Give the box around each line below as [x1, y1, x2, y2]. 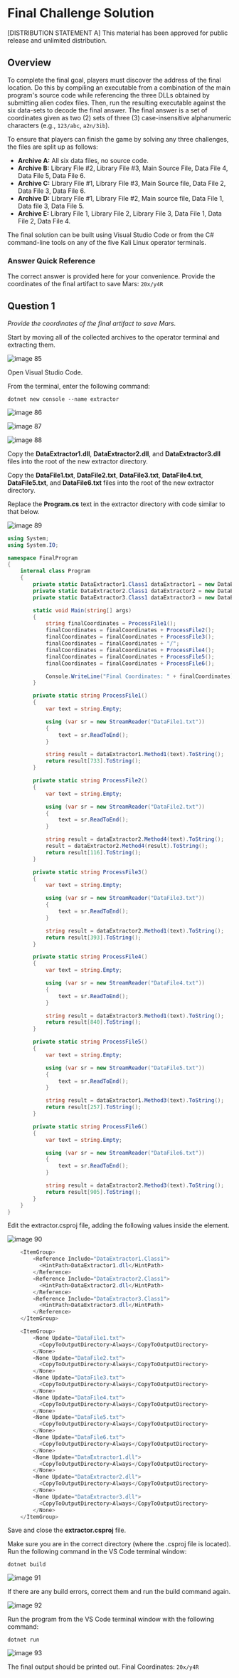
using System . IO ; [7, 541, 59, 549]
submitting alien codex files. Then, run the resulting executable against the [7, 98, 226, 107]
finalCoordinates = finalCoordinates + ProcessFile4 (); [45, 646, 215, 654]
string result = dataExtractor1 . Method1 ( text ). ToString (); [45, 751, 224, 758]
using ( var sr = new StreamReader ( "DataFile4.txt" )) [45, 980, 205, 987]
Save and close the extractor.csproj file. [7, 1526, 127, 1535]
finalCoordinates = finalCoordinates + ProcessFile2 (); [45, 626, 215, 634]
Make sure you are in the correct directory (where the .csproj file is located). [7, 1540, 231, 1548]
